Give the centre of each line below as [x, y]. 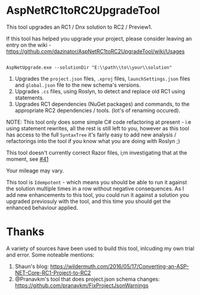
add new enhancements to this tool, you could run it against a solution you [98, 194]
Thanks [25, 232]
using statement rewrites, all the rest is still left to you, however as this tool [98, 128]
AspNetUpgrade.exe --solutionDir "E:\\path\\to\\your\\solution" [89, 67]
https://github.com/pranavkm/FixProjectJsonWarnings [81, 285]
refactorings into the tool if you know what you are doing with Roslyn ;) [93, 141]
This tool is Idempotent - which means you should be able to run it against [97, 182]
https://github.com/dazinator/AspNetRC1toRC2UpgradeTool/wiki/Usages [96, 51]
